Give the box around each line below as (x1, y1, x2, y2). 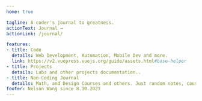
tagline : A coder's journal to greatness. (6, 19, 114, 26)
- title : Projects (6, 63, 52, 69)
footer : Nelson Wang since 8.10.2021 (6, 86, 101, 92)
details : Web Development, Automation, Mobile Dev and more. (11, 53, 168, 59)
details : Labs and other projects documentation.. (11, 69, 141, 75)
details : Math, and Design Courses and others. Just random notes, (11, 80, 185, 87)
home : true (6, 8, 34, 15)
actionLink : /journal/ (6, 30, 63, 36)
